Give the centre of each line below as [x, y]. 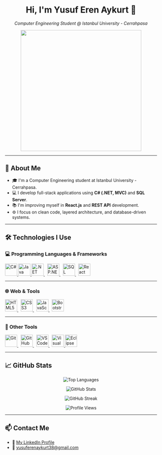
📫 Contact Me [27, 428]
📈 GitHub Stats [28, 366]
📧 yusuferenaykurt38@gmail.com [45, 447]
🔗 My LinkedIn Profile [33, 442]
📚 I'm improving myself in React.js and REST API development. [75, 205]
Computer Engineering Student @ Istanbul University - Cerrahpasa [81, 23]
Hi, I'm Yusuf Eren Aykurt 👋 [81, 10]
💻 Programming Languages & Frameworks [56, 254]
